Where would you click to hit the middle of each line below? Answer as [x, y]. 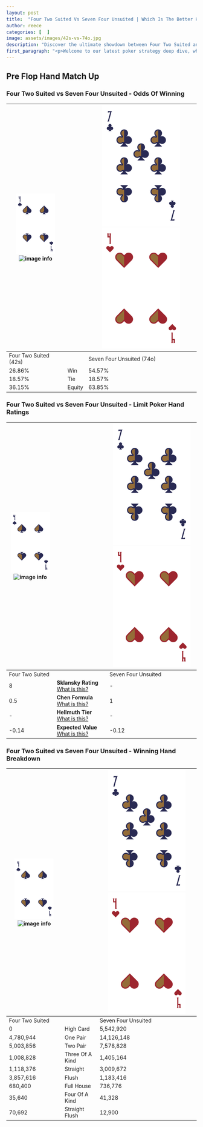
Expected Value [77, 727]
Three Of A [78, 1054]
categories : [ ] [28, 32]
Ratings [18, 412]
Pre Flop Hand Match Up [53, 77]
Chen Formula [75, 697]
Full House [78, 1086]
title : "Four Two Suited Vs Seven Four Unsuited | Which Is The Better [100, 19]
